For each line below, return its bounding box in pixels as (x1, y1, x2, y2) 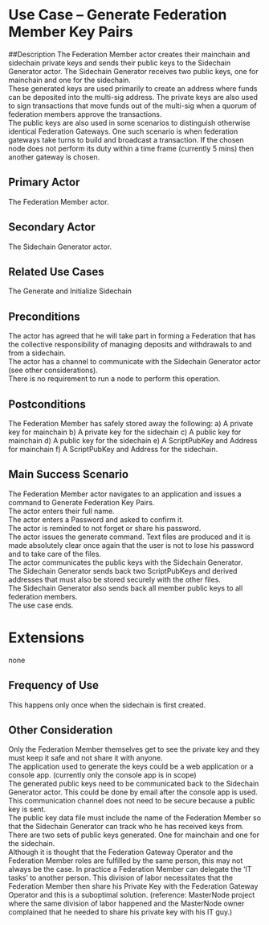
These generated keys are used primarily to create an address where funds (8, 83, 258, 93)
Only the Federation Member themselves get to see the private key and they (8, 745, 260, 754)
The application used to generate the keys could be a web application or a (8, 761, 254, 771)
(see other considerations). (8, 365, 98, 375)
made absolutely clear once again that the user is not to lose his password (8, 540, 255, 550)
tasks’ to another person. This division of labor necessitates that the (8, 873, 234, 883)
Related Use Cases (8, 264, 104, 279)
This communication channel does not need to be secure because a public (8, 796, 255, 806)
